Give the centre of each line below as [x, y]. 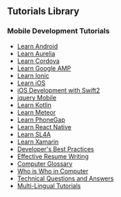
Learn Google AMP [44, 68]
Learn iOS [31, 83]
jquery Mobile [37, 97]
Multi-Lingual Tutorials [49, 185]
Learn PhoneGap [41, 120]
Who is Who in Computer [53, 171]
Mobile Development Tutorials [58, 31]
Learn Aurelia [36, 53]
